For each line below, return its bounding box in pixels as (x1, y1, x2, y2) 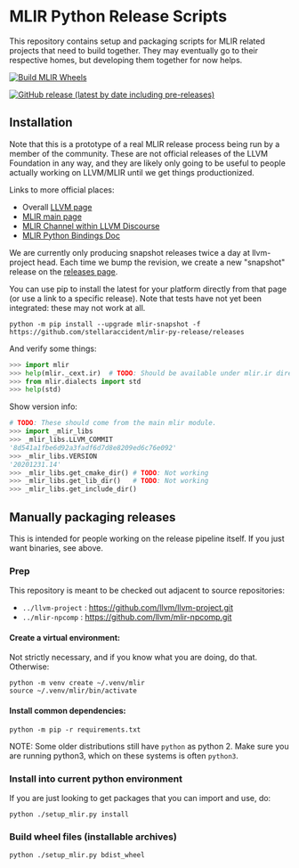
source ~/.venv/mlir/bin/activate (9, 686, 138, 696)
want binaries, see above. (9, 542, 104, 553)
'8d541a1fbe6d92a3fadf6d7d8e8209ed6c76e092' (9, 443, 177, 452)
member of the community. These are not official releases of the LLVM (9, 148, 269, 159)
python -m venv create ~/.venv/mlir (9, 679, 145, 688)
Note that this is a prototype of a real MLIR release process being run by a (9, 138, 280, 149)
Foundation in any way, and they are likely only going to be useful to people (9, 158, 287, 168)
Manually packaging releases (9, 510, 176, 525)
